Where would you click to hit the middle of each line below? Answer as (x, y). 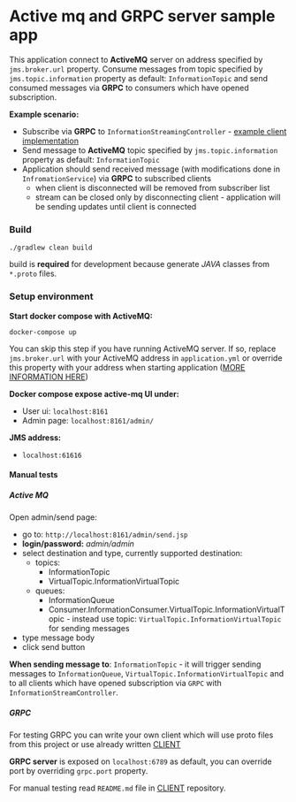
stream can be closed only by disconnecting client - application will (158, 197)
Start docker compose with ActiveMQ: (81, 316)
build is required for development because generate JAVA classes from (140, 264)
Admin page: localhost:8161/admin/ (88, 420)
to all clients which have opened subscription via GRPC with (116, 684)
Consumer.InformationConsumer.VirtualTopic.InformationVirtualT (167, 610)
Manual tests (34, 475)
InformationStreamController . (64, 692)
